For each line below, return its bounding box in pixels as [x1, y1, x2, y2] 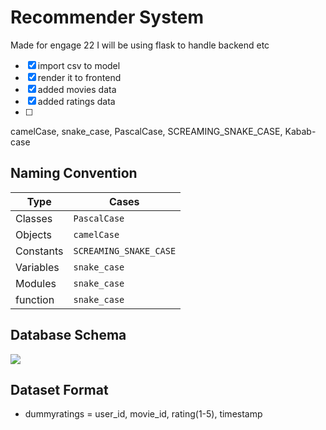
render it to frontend [37, 71, 122, 83]
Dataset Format [10, 381, 109, 398]
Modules [15, 276, 57, 290]
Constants [15, 244, 64, 258]
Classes [15, 211, 53, 225]
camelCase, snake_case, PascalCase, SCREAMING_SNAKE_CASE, [10, 125, 283, 137]
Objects [15, 227, 52, 241]
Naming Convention [10, 165, 138, 182]
